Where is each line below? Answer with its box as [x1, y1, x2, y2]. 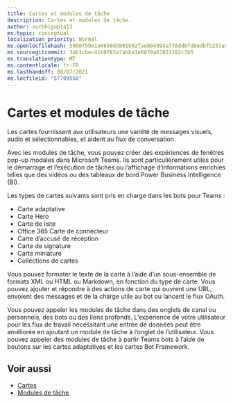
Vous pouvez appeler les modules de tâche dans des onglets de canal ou [7, 306, 216, 314]
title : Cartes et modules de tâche [7, 10, 110, 17]
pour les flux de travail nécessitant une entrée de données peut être [7, 320, 201, 329]
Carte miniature [17, 249, 62, 258]
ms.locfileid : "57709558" [7, 74, 82, 82]
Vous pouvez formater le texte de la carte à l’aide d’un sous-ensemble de [7, 270, 216, 279]
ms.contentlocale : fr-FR [7, 62, 79, 69]
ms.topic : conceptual [7, 29, 70, 37]
